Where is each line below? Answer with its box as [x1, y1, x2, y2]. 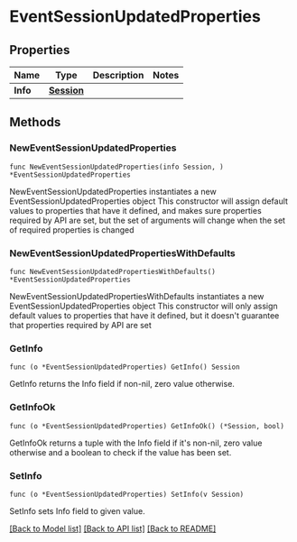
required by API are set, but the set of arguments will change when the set [9, 215, 286, 225]
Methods [9, 115, 61, 130]
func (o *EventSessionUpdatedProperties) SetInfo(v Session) [9, 490, 245, 499]
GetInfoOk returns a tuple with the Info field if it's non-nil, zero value [9, 437, 263, 448]
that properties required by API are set [9, 319, 152, 330]
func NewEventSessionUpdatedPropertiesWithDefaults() [9, 267, 217, 276]
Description [92, 69, 144, 81]
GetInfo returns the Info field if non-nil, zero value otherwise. [9, 379, 235, 390]
